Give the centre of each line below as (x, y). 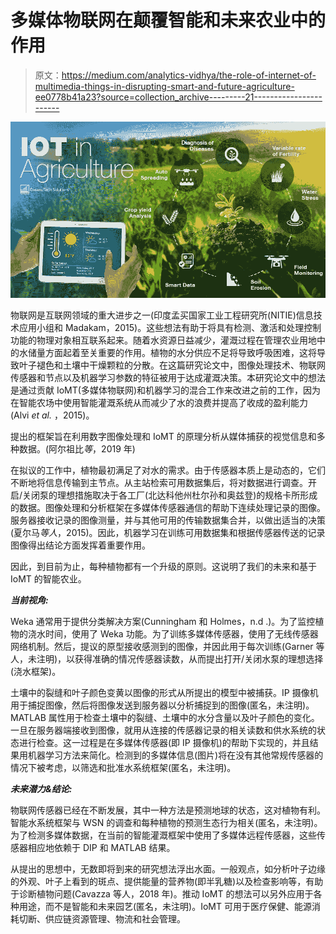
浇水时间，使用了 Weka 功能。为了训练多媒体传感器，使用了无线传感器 (173, 634)
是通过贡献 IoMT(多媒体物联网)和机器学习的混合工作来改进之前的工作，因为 (165, 390)
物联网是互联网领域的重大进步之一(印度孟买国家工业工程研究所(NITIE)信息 (162, 315)
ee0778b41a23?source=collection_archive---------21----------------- (178, 97)
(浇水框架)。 (36, 672)
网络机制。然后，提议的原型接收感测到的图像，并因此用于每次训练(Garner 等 (167, 647)
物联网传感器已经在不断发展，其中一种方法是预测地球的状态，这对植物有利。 (168, 810)
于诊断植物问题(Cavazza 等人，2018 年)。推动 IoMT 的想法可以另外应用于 (162, 894)
